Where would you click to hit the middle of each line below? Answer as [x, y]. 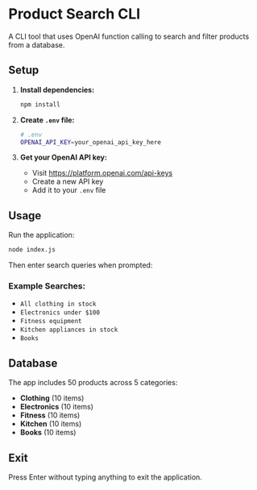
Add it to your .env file [69, 190]
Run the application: [41, 235]
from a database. [37, 44]
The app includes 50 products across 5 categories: [93, 383]
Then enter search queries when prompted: [81, 265]
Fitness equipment [51, 322]
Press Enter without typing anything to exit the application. [106, 477]
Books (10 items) [48, 433]
